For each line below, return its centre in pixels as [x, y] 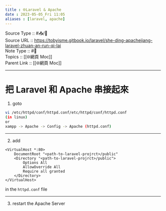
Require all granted [44, 171]
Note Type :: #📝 [21, 51]
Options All [35, 162]
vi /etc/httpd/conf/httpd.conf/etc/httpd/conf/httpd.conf [66, 113]
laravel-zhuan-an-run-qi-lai [33, 46]
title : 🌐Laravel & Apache [33, 10]
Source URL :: [19, 41]
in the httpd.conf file [26, 189]
